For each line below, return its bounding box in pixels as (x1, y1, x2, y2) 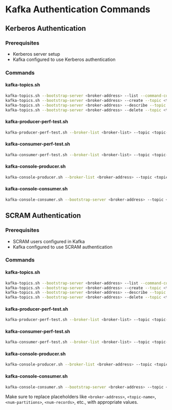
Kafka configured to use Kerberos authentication (12, 56, 116, 62)
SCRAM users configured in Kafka (12, 238, 85, 244)
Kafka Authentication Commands (5, 4, 150, 15)
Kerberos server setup (12, 51, 60, 57)
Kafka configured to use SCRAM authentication (12, 244, 113, 250)
